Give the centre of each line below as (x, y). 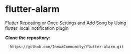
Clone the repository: (28, 38)
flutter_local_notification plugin (37, 28)
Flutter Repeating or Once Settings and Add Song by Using (66, 23)
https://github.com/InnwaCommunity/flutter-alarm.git (67, 47)
